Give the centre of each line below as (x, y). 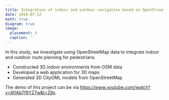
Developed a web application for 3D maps (56, 72)
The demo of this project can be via (42, 87)
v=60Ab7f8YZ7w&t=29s (30, 92)
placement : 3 (23, 33)
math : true (17, 19)
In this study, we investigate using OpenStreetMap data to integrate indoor (82, 52)
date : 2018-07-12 (23, 14)
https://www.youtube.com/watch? (115, 87)
